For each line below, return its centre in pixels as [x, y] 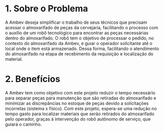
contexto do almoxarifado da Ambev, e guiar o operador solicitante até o [79, 43]
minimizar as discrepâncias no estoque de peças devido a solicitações [77, 103]
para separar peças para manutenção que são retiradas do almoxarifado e [81, 98]
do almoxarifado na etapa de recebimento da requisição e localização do [79, 54]
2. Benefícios [33, 79]
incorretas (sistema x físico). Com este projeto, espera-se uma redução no [81, 108]
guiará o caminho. [23, 124]
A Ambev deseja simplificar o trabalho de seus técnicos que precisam [76, 22]
